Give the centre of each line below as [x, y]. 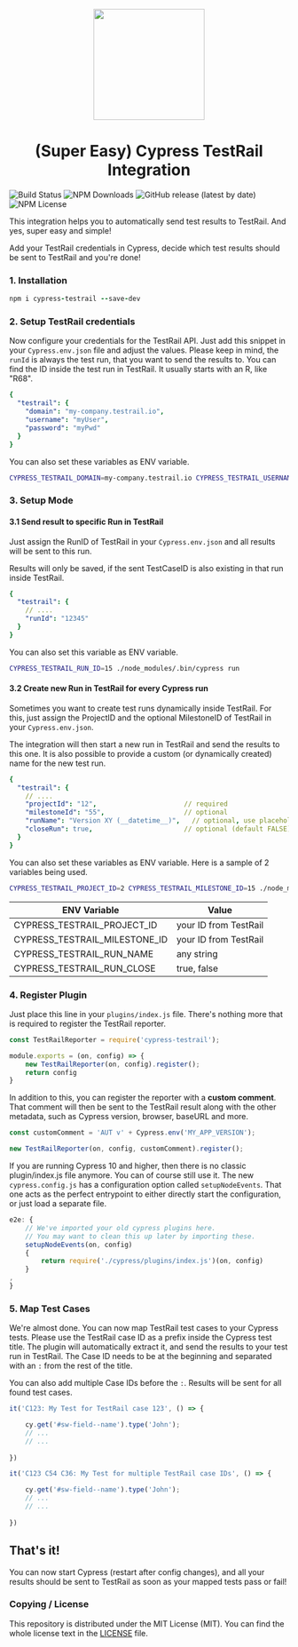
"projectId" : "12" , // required [126, 804]
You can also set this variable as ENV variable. [94, 652]
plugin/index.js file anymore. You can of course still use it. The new [132, 1175]
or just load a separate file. [58, 1204]
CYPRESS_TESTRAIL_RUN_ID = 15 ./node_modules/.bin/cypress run [125, 668]
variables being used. [49, 871]
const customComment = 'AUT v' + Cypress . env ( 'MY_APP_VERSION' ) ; [132, 1133]
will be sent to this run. [51, 551]
